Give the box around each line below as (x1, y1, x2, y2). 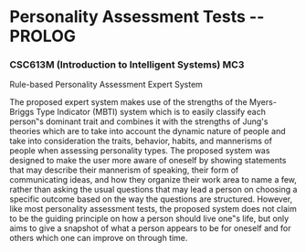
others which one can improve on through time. (9, 233, 188, 244)
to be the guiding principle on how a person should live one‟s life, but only (9, 213, 290, 225)
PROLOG (9, 26, 76, 47)
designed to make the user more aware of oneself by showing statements (9, 155, 287, 166)
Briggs (9, 107, 35, 118)
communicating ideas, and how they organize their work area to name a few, (9, 174, 297, 185)
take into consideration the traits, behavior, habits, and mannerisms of (9, 135, 272, 147)
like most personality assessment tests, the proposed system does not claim (9, 204, 297, 215)
